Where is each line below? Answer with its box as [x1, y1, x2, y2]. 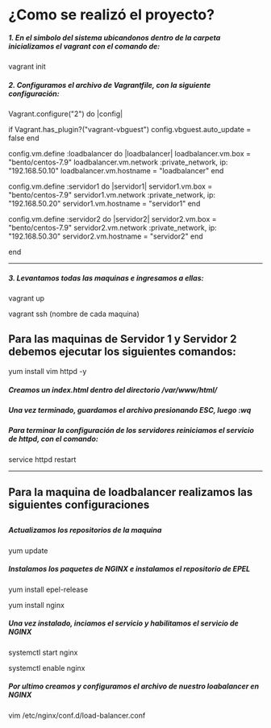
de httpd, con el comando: [8, 434, 98, 444]
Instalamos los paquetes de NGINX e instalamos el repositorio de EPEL [8, 564, 251, 574]
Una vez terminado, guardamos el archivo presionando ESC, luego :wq [8, 405, 252, 414]
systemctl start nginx [8, 647, 78, 657]
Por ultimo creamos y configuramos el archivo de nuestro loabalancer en [8, 681, 260, 691]
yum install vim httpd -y [8, 366, 87, 376]
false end [8, 133, 40, 143]
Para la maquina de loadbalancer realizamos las [8, 485, 253, 499]
